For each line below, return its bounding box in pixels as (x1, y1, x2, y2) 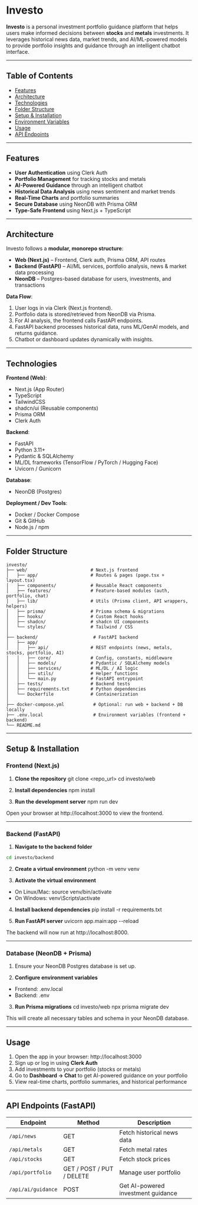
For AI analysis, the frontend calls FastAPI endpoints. (14, 317, 143, 324)
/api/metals (9, 1146, 43, 1153)
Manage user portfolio (119, 1168, 181, 1177)
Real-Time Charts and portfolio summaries (14, 194, 120, 201)
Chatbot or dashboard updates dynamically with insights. (14, 336, 154, 343)
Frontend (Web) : (6, 374, 47, 381)
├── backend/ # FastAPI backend (6, 634, 138, 640)
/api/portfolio (9, 1169, 52, 1175)
